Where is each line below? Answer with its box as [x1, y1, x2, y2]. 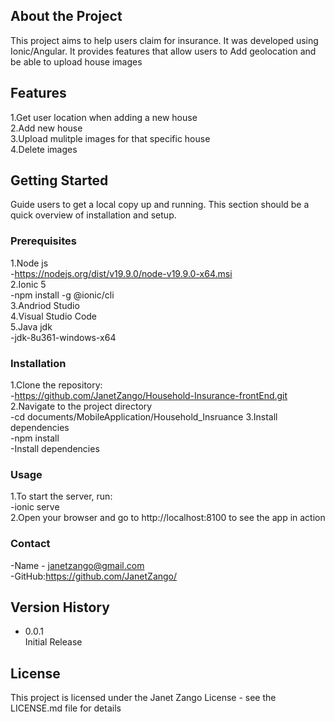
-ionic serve [10, 501, 60, 513]
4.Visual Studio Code [10, 310, 98, 322]
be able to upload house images [10, 55, 143, 68]
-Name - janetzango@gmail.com [10, 559, 145, 571]
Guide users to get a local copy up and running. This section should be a [10, 199, 310, 211]
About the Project [10, 8, 123, 25]
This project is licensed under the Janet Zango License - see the [10, 692, 277, 704]
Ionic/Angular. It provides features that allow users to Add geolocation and [10, 45, 317, 57]
